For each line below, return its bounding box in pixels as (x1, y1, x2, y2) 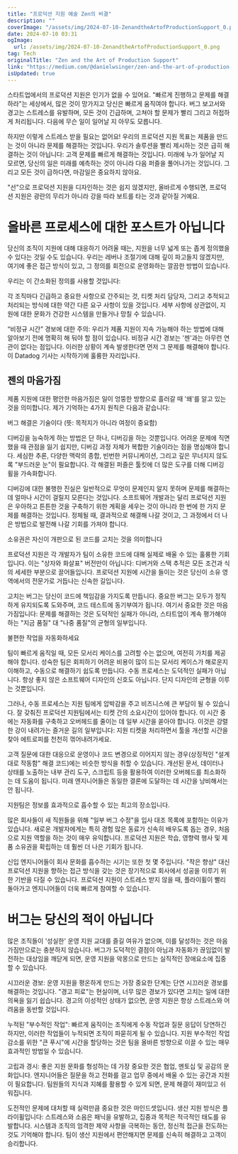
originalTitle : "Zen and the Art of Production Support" (7, 57, 179, 64)
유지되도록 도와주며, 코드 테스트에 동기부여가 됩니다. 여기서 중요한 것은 (20, 601, 215, 609)
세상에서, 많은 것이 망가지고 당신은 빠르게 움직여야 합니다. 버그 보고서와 (29, 99, 225, 107)
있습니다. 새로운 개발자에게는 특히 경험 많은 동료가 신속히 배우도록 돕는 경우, (7, 825, 217, 833)
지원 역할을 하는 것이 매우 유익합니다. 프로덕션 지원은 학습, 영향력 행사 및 (20, 833, 221, 843)
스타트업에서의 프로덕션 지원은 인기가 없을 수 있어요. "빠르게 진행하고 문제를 (7, 90, 217, 99)
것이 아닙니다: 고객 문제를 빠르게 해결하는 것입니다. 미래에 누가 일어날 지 (25, 150, 225, 159)
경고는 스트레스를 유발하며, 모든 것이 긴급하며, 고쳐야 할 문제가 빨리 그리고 (7, 108, 211, 117)
